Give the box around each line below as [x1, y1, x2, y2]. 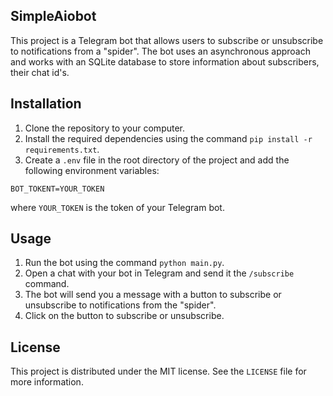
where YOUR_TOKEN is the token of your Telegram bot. [10, 201, 225, 213]
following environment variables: [24, 164, 160, 176]
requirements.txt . [24, 143, 100, 155]
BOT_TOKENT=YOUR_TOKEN [10, 184, 105, 194]
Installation [10, 95, 82, 113]
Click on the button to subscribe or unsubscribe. [24, 310, 225, 322]
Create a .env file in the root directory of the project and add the [24, 154, 290, 166]
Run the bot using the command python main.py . [24, 257, 225, 269]
